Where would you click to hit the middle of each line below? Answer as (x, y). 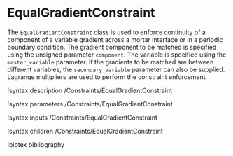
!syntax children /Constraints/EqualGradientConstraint (85, 131)
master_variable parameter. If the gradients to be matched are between (111, 62)
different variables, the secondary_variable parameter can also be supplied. (116, 69)
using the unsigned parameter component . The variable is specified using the (117, 55)
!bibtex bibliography (36, 144)
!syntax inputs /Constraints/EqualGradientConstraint (82, 118)
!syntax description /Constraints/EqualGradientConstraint (90, 90)
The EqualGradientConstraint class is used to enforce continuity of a (107, 32)
